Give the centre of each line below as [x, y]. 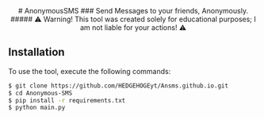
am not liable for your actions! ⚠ [133, 28]
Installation [36, 52]
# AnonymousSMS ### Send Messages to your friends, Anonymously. [133, 11]
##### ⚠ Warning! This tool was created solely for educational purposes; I [133, 19]
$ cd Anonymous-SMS [40, 93]
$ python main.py [37, 108]
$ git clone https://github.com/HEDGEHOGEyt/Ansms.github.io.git [118, 86]
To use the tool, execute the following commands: [90, 71]
